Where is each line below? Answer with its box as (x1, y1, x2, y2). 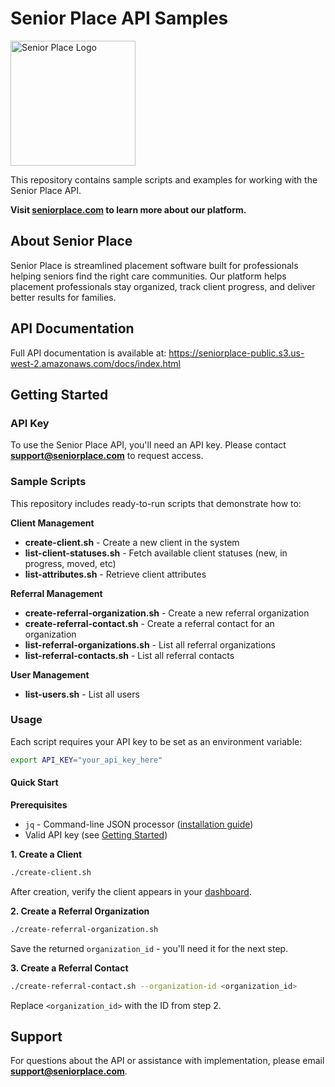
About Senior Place (10, 233, 133, 250)
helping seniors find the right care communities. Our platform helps (10, 270, 287, 282)
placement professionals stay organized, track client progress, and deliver (10, 280, 316, 292)
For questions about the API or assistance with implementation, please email (10, 1055, 325, 1067)
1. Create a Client (10, 848, 83, 860)
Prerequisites (10, 798, 68, 811)
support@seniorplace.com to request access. (10, 450, 204, 462)
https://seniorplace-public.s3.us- (168, 347, 305, 359)
